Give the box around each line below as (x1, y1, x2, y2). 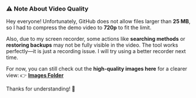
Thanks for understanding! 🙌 (6, 85, 75, 92)
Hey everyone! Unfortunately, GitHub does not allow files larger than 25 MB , (6, 18, 191, 25)
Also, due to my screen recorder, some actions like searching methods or (6, 36, 185, 43)
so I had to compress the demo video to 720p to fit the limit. (6, 24, 152, 31)
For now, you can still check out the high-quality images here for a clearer (6, 65, 187, 72)
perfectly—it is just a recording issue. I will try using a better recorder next (6, 48, 187, 55)
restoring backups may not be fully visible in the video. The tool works (6, 41, 178, 48)
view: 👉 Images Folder (6, 72, 64, 79)
